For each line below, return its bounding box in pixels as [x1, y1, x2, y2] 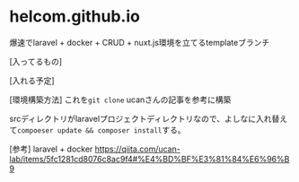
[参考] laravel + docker [9, 143, 93, 154]
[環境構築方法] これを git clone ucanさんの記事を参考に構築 [9, 94, 232, 105]
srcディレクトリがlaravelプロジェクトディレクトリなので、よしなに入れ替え [9, 113, 288, 124]
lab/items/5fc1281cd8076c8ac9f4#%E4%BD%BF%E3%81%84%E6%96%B [9, 153, 290, 164]
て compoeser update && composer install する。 [9, 124, 186, 135]
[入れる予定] [9, 74, 56, 86]
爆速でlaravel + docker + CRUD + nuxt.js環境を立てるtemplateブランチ [9, 37, 270, 48]
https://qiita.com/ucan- [94, 143, 181, 154]
